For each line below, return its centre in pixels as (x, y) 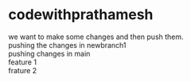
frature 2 (23, 70)
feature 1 (23, 62)
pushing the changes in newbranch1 (67, 45)
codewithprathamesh (81, 15)
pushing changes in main (49, 53)
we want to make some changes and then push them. (96, 37)
